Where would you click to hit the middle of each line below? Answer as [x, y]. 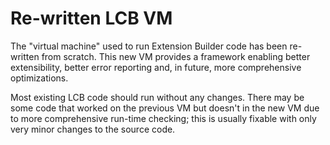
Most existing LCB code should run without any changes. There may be [157, 97]
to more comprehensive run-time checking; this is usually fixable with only [163, 118]
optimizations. [39, 78]
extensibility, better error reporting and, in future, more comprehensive [156, 67]
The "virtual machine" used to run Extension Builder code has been [149, 46]
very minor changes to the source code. [93, 129]
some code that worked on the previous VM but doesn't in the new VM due [165, 108]
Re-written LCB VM [91, 18]
